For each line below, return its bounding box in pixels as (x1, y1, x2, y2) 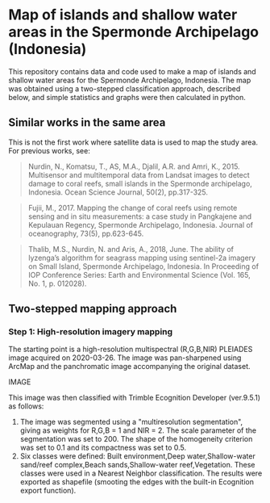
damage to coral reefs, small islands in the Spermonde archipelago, (27, 178, 252, 188)
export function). (19, 486, 77, 496)
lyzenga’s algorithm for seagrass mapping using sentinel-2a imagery (27, 253, 256, 262)
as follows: (8, 401, 44, 411)
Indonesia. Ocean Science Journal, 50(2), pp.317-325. (27, 187, 208, 197)
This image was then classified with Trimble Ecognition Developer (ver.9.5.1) (8, 393, 260, 403)
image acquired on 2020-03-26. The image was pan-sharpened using (8, 353, 242, 363)
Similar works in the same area (8, 115, 166, 130)
